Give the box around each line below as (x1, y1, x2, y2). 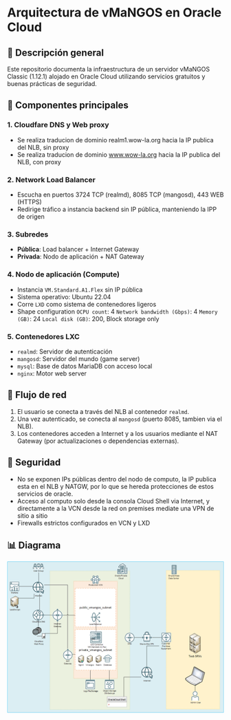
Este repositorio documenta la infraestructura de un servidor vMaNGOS (7, 65, 210, 73)
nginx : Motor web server (16, 369, 87, 378)
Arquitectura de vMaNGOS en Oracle (7, 5, 222, 21)
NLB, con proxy (16, 157, 62, 166)
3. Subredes (7, 229, 49, 239)
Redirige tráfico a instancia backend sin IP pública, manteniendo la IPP (16, 205, 217, 213)
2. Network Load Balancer (7, 175, 96, 184)
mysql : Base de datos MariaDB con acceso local (16, 362, 153, 370)
